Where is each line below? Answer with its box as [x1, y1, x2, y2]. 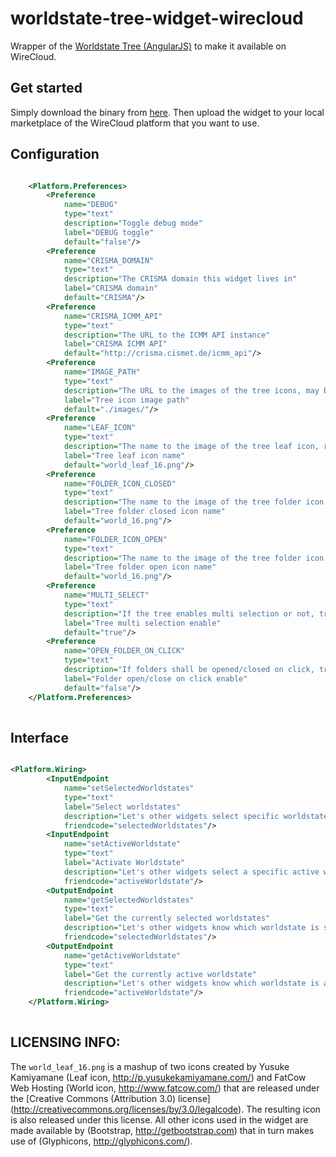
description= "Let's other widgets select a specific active [63, 867, 320, 877]
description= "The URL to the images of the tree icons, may [63, 385, 320, 396]
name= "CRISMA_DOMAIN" [63, 255, 155, 266]
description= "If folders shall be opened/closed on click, [63, 665, 315, 675]
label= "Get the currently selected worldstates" [63, 913, 271, 924]
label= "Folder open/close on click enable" [63, 673, 248, 684]
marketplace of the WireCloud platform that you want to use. [10, 117, 260, 129]
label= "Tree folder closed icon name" [63, 507, 226, 517]
